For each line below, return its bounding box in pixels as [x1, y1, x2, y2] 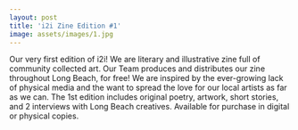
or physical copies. [9, 110, 79, 121]
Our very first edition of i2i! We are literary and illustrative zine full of [9, 54, 261, 65]
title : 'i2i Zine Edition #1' [9, 21, 122, 30]
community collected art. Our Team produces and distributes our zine [9, 63, 266, 74]
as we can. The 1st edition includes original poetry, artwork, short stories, [9, 92, 279, 102]
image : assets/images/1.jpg [9, 29, 114, 38]
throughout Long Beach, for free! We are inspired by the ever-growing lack [9, 73, 284, 84]
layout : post [9, 12, 58, 22]
